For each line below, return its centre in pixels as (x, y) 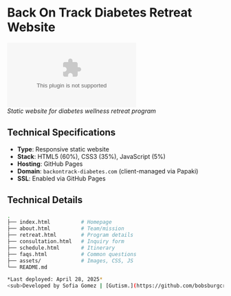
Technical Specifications (62, 133)
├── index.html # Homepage (59, 222)
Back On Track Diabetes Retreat (100, 13)
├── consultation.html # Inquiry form (66, 242)
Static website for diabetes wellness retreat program (82, 111)
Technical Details (45, 200)
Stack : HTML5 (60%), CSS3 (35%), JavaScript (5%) (91, 156)
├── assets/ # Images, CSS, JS (70, 261)
